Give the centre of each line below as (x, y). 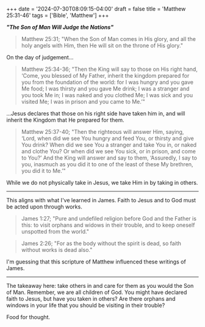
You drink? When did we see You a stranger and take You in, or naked (109, 145)
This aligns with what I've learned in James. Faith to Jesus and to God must (101, 200)
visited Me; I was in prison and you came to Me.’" (83, 101)
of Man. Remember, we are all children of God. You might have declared (97, 292)
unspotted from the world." (55, 231)
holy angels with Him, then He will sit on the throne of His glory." (102, 46)
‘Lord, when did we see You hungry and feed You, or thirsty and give (107, 138)
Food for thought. (28, 317)
